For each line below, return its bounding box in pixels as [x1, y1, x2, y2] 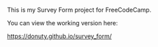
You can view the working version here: [7, 19, 118, 27]
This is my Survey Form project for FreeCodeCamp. [7, 6, 152, 14]
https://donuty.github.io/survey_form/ [7, 32, 112, 40]
